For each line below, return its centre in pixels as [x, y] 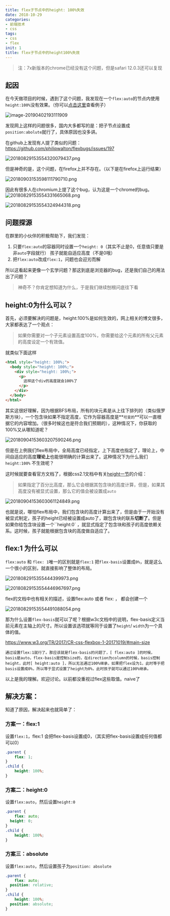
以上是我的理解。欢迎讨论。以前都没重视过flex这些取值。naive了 [73, 679]
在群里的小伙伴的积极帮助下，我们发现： [48, 236]
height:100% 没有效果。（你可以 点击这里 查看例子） [57, 105]
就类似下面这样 [21, 353]
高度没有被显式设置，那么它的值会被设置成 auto [67, 491]
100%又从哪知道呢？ [27, 429]
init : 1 [13, 48]
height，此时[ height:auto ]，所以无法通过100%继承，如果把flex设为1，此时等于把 [85, 663]
